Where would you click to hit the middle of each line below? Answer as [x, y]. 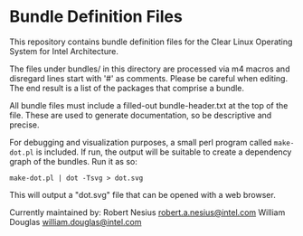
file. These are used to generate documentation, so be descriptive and [141, 115]
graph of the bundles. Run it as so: [73, 161]
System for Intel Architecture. [64, 51]
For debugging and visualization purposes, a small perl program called [141, 142]
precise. [24, 125]
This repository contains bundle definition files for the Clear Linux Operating [151, 42]
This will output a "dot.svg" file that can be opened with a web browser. [142, 194]
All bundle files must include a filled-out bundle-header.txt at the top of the [149, 105]
